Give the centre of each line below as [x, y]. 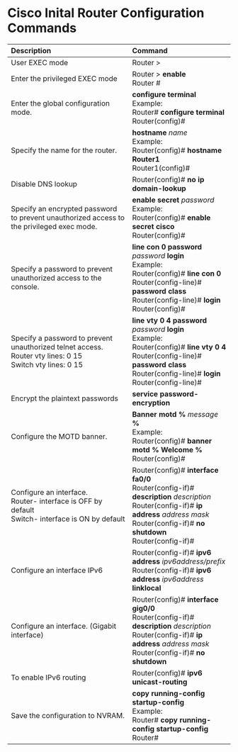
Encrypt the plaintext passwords [64, 398]
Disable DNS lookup [44, 184]
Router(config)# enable [171, 218]
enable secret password [173, 200]
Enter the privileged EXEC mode [64, 78]
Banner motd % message [175, 414]
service [145, 393]
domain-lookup [159, 188]
